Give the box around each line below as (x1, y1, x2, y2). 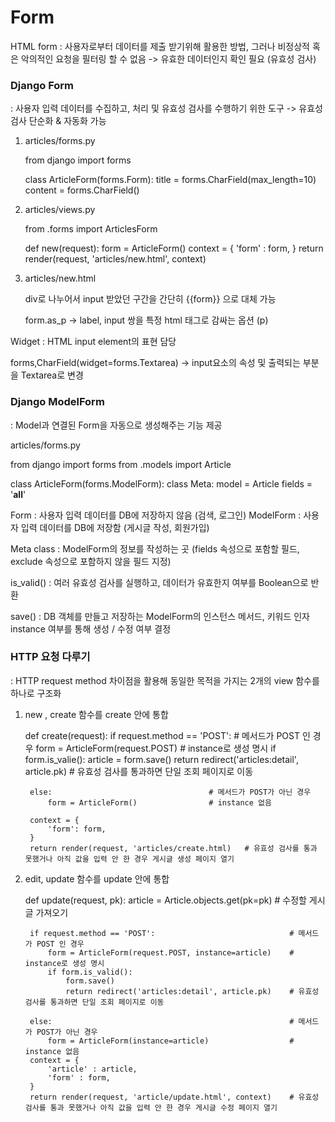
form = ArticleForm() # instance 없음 (47, 797, 272, 808)
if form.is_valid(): (47, 967, 133, 977)
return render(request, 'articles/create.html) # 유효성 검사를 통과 (29, 843, 318, 853)
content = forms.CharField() (24, 184, 140, 196)
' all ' (10, 488, 27, 500)
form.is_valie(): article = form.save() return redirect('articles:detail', (24, 753, 299, 765)
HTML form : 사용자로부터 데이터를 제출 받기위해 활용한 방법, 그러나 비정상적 (10, 40, 311, 52)
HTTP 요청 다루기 (10, 650, 91, 664)
